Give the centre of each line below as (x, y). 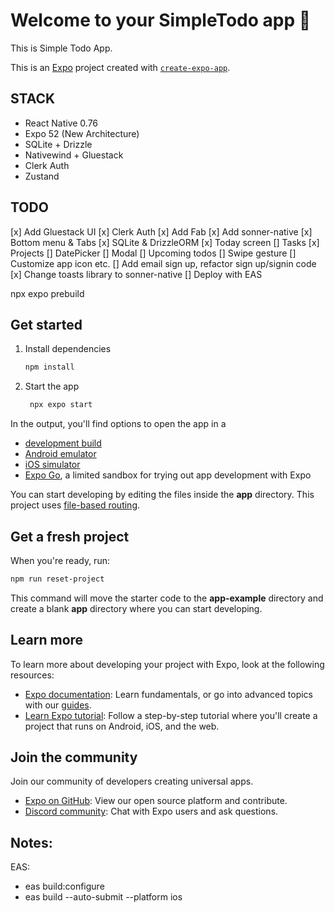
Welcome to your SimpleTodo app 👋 (161, 20)
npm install (49, 367)
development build (63, 443)
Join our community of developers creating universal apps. (132, 781)
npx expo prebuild (47, 293)
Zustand (42, 176)
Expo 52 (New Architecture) (82, 133)
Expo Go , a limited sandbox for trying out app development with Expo (168, 475)
